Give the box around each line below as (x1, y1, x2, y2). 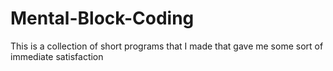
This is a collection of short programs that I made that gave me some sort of (10, 40, 324, 52)
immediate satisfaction (10, 50, 104, 62)
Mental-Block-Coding (10, 7, 195, 30)
